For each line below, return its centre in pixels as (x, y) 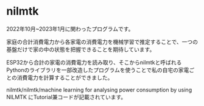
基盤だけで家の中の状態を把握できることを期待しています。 (81, 49)
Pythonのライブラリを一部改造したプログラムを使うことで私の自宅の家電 (98, 70)
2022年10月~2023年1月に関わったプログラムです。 (70, 29)
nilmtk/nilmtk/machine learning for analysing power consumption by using (99, 90)
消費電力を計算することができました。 (65, 77)
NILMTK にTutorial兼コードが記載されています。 (66, 97)
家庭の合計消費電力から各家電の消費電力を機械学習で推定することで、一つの (102, 41)
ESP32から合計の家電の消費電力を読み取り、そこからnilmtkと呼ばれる (94, 62)
